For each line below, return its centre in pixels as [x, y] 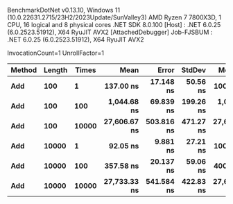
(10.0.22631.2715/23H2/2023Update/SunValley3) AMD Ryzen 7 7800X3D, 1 [114, 17]
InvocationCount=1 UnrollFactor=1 [55, 53]
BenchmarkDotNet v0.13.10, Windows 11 [63, 10]
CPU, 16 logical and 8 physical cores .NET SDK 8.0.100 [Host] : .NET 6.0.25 [114, 25]
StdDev [194, 70]
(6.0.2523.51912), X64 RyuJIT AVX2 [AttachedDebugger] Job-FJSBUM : [110, 32]
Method [24, 70]
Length [56, 70]
